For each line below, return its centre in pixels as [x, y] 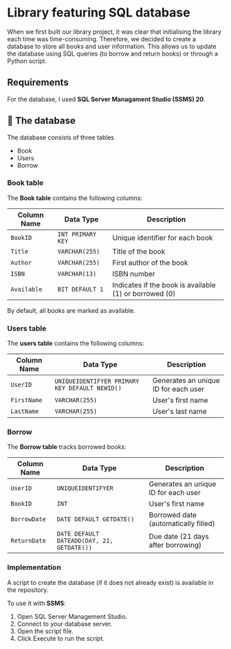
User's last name [180, 412]
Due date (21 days [179, 536]
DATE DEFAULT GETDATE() [96, 519]
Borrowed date [173, 515]
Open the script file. [45, 631]
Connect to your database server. [65, 624]
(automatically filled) [182, 524]
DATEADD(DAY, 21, [85, 541]
